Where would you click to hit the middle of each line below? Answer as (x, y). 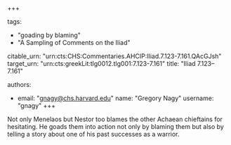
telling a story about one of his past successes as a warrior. (93, 134)
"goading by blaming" (49, 35)
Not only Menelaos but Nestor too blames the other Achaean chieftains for (115, 119)
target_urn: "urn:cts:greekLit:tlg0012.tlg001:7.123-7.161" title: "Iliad (101, 63)
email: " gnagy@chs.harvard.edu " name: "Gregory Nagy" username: (115, 98)
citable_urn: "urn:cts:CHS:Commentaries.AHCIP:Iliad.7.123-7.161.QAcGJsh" (114, 56)
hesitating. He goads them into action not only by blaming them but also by (116, 126)
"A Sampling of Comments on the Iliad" (74, 42)
